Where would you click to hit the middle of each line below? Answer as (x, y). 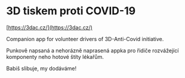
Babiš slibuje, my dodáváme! (41, 68)
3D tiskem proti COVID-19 (71, 11)
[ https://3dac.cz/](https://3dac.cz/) (49, 27)
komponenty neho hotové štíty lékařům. (55, 57)
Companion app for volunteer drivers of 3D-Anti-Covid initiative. (85, 39)
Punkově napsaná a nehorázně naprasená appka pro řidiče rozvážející (92, 50)
